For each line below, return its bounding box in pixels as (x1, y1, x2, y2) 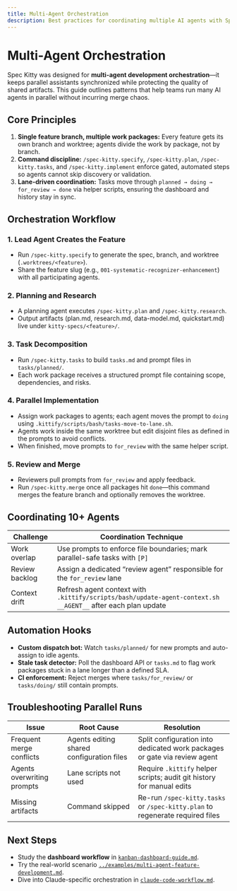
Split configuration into (138, 734, 214, 744)
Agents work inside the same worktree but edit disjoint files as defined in (17, 426, 230, 435)
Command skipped (66, 801, 130, 811)
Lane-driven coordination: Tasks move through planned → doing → (17, 177, 213, 186)
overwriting (11, 772, 49, 782)
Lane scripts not (66, 768, 121, 778)
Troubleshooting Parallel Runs (7, 701, 142, 714)
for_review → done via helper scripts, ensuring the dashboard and (17, 185, 209, 194)
